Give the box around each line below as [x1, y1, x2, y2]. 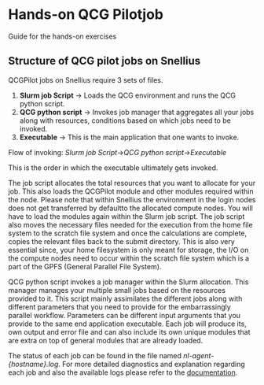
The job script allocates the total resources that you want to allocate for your [8, 178, 256, 187]
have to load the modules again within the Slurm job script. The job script [8, 211, 245, 221]
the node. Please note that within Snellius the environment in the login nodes [8, 194, 256, 204]
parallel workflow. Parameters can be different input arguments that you [8, 310, 241, 320]
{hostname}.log [8, 359, 59, 368]
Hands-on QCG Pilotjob [8, 6, 163, 24]
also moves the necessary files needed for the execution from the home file [8, 220, 253, 229]
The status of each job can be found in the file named [8, 350, 182, 360]
